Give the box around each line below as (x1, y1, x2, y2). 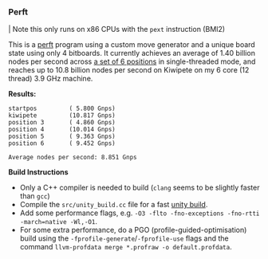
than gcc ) (19, 191, 50, 201)
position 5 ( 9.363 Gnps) (8, 132, 116, 141)
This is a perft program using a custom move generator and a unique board (8, 40, 255, 49)
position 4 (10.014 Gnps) (8, 126, 116, 134)
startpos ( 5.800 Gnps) (8, 104, 116, 113)
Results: (8, 89, 37, 99)
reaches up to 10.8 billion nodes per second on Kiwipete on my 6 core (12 (8, 65, 250, 75)
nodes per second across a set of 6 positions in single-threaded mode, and (8, 57, 256, 66)
